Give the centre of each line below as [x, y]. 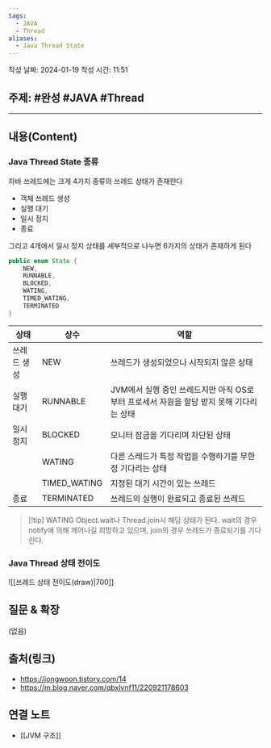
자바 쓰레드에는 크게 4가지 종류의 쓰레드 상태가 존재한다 [96, 181]
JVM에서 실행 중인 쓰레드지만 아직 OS [179, 390]
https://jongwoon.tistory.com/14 [73, 679]
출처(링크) [32, 659]
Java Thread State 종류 [54, 162]
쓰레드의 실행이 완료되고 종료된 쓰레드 [178, 499]
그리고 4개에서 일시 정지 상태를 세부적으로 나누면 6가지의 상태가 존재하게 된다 [130, 245]
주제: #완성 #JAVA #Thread [76, 98]
